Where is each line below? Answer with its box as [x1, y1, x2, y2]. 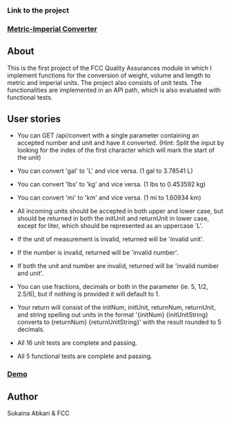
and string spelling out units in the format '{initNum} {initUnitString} [17, 310, 209, 319]
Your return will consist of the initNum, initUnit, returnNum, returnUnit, [17, 303, 216, 312]
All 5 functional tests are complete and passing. [17, 352, 153, 361]
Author [7, 391, 38, 402]
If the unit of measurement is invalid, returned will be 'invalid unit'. [17, 235, 205, 243]
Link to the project [7, 6, 70, 15]
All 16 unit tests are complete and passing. [17, 339, 138, 347]
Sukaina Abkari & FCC [7, 409, 70, 417]
